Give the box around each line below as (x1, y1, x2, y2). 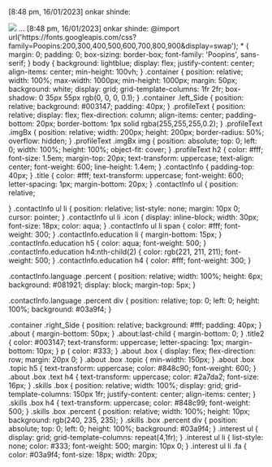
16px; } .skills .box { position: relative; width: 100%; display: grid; (8, 381, 223, 390)
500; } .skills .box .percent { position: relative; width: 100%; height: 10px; (8, 407, 250, 416)
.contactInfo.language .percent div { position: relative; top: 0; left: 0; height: (8, 296, 260, 305)
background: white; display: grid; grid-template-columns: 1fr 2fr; (8, 85, 224, 94)
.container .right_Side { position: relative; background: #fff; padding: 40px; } (8, 321, 262, 330)
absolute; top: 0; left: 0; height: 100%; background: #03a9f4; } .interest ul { (8, 424, 258, 434)
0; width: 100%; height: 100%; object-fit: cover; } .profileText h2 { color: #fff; (8, 145, 264, 154)
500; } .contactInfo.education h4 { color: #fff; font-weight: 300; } (35, 255, 252, 265)
